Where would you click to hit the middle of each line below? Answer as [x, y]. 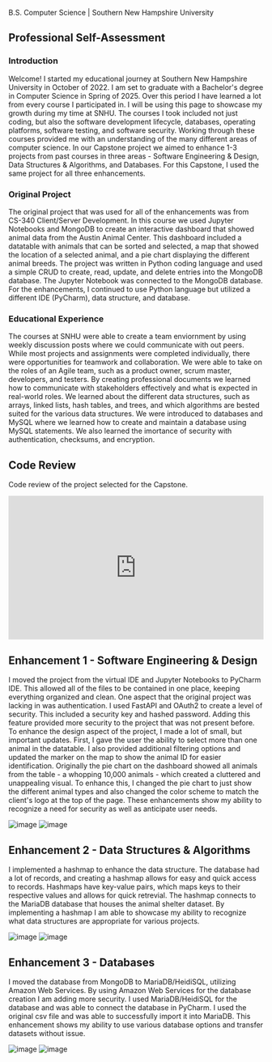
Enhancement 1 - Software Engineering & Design [133, 660]
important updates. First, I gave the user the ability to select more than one [133, 740]
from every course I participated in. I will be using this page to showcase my [136, 104]
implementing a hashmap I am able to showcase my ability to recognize [127, 913]
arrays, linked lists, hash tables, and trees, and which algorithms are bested [134, 406]
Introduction [33, 61]
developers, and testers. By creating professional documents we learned [130, 380]
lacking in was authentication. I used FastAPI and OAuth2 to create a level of [136, 706]
